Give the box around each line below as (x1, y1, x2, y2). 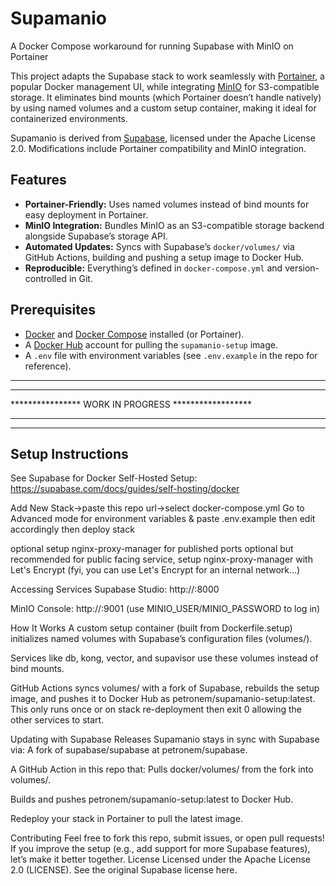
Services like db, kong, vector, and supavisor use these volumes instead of (10, 652, 319, 664)
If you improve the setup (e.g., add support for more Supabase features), (10, 843, 311, 855)
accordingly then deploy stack (10, 523, 135, 536)
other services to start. (10, 714, 105, 726)
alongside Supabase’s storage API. (24, 230, 168, 242)
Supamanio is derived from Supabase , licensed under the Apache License (10, 132, 316, 144)
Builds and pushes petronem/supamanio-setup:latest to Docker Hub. (10, 793, 294, 806)
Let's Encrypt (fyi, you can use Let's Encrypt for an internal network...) (10, 564, 301, 576)
